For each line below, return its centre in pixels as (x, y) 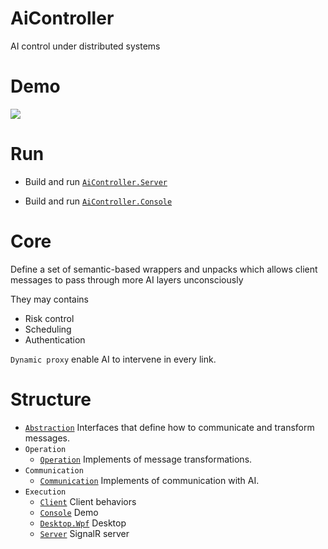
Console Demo (69, 512)
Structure (51, 399)
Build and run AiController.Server (96, 181)
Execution (45, 492)
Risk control (49, 318)
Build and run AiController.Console (98, 201)
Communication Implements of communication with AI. (149, 480)
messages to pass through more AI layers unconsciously (127, 279)
